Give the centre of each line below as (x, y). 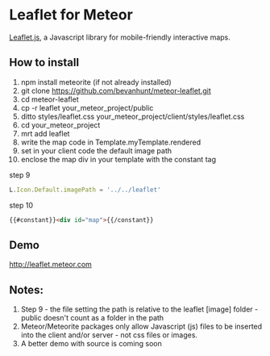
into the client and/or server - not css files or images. (109, 335)
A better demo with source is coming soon (91, 344)
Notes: (26, 289)
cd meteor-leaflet (50, 99)
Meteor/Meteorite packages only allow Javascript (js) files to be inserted (141, 327)
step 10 (21, 205)
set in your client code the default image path (96, 150)
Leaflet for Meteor (71, 15)
